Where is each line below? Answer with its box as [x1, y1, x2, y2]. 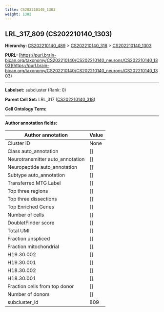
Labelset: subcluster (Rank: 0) [5, 87, 66, 93]
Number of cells [7, 211, 44, 218]
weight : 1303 [5, 12, 32, 17]
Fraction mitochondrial [7, 243, 60, 250]
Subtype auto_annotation [7, 172, 65, 178]
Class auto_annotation [7, 148, 59, 155]
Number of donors [7, 291, 50, 298]
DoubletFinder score [7, 220, 55, 226]
